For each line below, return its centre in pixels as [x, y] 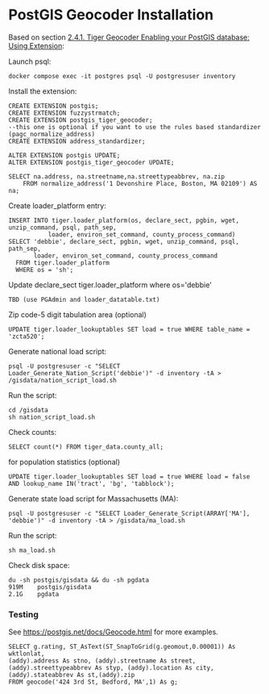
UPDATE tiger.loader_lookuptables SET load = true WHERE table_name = [129, 329]
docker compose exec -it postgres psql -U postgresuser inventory [122, 76]
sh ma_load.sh [32, 550]
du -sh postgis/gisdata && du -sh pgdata [79, 580]
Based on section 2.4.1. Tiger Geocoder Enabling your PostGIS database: [129, 37]
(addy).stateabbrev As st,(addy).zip [72, 675]
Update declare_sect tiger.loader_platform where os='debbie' [110, 285]
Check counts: [33, 432]
